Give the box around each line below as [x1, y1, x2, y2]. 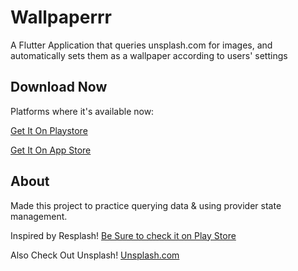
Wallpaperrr [10, 6, 112, 29]
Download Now [10, 79, 108, 96]
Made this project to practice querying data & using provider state [10, 199, 282, 211]
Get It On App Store [10, 144, 92, 156]
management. [10, 210, 68, 222]
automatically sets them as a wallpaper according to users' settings [10, 49, 288, 61]
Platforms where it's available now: [10, 105, 155, 117]
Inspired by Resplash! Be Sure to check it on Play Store [10, 229, 237, 241]
